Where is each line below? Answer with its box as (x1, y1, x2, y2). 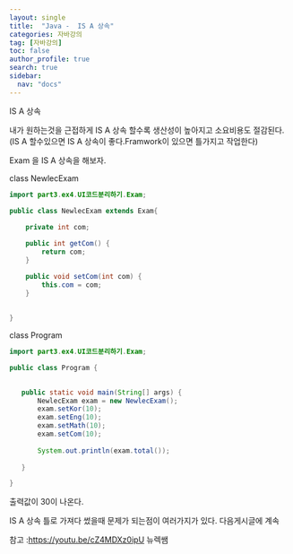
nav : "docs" (17, 80, 63, 89)
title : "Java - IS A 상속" (9, 22, 115, 30)
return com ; (41, 247, 87, 256)
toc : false (9, 47, 50, 56)
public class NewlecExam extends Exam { (9, 206, 159, 215)
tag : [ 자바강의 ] (9, 38, 63, 48)
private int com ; (25, 223, 90, 232)
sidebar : (9, 72, 42, 81)
